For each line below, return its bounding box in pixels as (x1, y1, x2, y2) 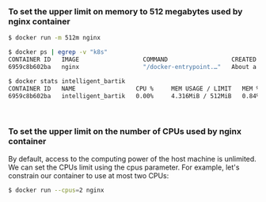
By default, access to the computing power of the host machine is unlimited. (8, 154, 257, 163)
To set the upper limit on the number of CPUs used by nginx (8, 126, 241, 137)
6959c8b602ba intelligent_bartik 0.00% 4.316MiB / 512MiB (8, 92, 232, 100)
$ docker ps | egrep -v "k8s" (8, 48, 108, 56)
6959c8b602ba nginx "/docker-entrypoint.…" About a (8, 63, 257, 71)
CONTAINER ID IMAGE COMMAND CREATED (8, 55, 257, 64)
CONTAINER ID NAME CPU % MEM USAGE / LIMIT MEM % (8, 85, 260, 93)
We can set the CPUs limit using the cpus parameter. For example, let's (8, 162, 240, 172)
